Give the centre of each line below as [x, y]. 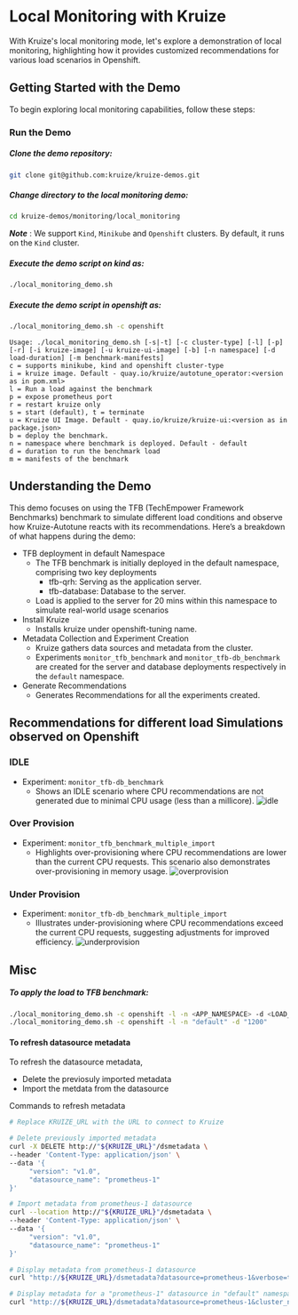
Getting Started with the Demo [95, 88]
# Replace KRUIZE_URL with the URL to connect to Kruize [117, 1122]
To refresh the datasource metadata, [76, 1062]
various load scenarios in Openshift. [75, 60]
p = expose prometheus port [61, 397]
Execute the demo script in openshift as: [85, 305]
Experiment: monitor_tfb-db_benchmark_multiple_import [125, 914]
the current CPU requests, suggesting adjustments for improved [153, 933]
